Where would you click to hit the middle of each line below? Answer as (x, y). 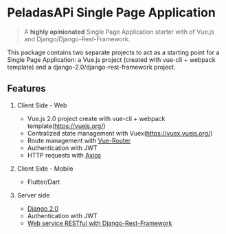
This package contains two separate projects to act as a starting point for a (113, 52)
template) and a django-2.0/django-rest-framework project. (91, 67)
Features (26, 88)
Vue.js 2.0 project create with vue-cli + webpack (96, 118)
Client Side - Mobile (45, 168)
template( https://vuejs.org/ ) (66, 126)
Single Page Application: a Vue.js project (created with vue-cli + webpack (111, 59)
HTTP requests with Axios (64, 155)
